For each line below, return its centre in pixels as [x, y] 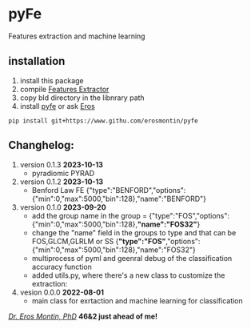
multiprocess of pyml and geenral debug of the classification [132, 258]
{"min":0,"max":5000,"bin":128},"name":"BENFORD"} [119, 199]
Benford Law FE [58, 190]
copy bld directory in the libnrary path [82, 98]
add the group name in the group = [90, 215]
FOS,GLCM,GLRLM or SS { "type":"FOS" [99, 241]
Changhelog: [41, 145]
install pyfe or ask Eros [58, 106]
